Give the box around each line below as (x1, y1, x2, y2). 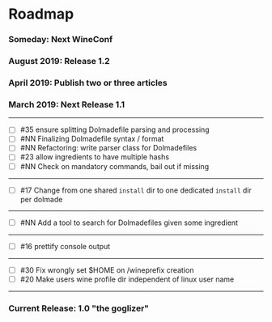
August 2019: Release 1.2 (8, 56, 111, 67)
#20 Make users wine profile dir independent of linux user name (19, 274, 235, 284)
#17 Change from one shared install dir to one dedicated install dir (19, 185, 253, 195)
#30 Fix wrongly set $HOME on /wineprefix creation (19, 265, 194, 275)
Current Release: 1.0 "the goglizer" (8, 303, 150, 314)
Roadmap (8, 5, 74, 23)
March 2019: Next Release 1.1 (8, 99, 125, 110)
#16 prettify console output (19, 241, 111, 251)
